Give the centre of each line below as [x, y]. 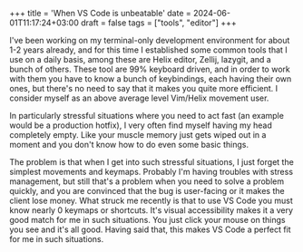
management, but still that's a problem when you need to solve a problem [147, 181]
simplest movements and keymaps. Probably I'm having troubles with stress [151, 172]
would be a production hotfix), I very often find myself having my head [141, 125]
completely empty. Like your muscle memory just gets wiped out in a [138, 135]
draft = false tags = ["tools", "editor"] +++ [159, 23]
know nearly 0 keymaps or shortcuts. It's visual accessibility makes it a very [151, 210]
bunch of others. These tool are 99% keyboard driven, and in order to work [150, 69]
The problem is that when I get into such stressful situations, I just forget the [152, 162]
